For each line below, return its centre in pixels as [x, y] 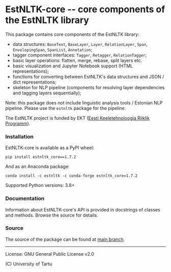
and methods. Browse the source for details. [52, 215]
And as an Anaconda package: [37, 167]
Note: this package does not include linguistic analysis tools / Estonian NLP [84, 102]
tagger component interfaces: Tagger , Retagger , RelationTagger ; [80, 55]
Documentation [25, 199]
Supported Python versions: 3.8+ [40, 185]
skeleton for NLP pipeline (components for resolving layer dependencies [89, 87]
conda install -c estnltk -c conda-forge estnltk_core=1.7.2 [72, 176]
